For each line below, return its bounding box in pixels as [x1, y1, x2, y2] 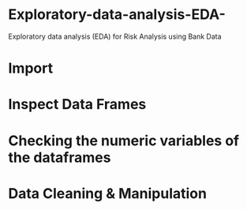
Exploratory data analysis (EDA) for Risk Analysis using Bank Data [8, 32, 223, 41]
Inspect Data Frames [8, 96, 147, 114]
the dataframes [8, 148, 111, 167]
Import [8, 59, 54, 77]
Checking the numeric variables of [8, 132, 239, 149]
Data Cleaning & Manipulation [8, 184, 208, 202]
